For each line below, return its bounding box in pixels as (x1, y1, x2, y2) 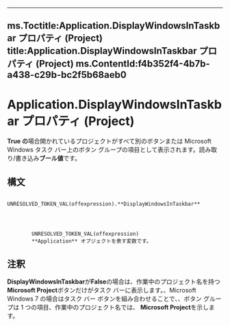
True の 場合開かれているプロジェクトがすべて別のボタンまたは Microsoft (7, 137, 212, 146)
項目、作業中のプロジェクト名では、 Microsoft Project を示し (36, 303, 209, 311)
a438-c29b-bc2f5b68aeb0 (7, 69, 127, 81)
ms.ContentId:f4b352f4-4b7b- (75, 58, 210, 70)
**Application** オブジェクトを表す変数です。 (31, 238, 152, 245)
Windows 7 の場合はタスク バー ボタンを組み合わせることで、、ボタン (7, 295, 202, 303)
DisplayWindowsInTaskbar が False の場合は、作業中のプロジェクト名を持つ (7, 277, 220, 286)
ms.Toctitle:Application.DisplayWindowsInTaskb (7, 20, 220, 31)
